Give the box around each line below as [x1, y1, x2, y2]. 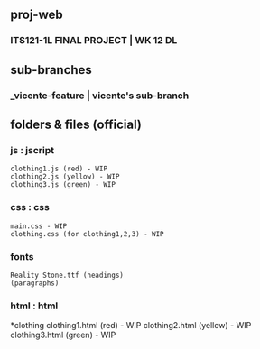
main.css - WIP [10, 221, 68, 231]
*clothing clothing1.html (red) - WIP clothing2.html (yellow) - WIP [10, 320, 252, 331]
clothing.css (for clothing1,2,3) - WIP [10, 229, 165, 238]
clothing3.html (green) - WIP [10, 329, 116, 341]
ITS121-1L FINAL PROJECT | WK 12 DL [10, 34, 178, 47]
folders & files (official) [10, 117, 143, 133]
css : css [10, 201, 51, 214]
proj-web [10, 7, 63, 23]
